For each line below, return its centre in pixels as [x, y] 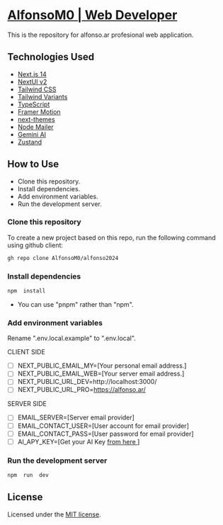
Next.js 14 [32, 74]
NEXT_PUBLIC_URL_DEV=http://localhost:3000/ [87, 382]
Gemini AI [32, 134]
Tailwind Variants [42, 96]
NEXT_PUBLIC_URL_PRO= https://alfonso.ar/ [82, 390]
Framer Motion [39, 112]
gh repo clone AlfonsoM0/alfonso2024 [63, 258]
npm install [27, 291]
